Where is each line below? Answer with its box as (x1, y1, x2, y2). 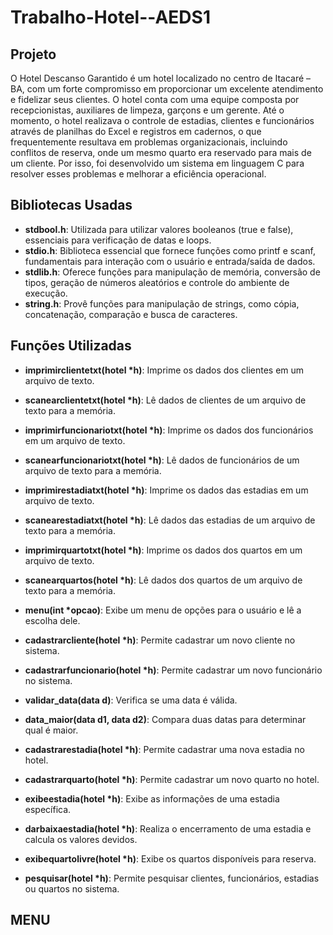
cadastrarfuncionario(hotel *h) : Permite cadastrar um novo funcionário (24, 664, 323, 676)
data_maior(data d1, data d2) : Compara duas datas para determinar (24, 713, 307, 725)
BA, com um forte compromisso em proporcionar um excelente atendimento (10, 83, 324, 95)
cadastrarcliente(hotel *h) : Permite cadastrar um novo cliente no (24, 634, 296, 646)
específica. (24, 803, 72, 815)
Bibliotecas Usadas (10, 197, 133, 214)
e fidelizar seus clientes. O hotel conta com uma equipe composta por (10, 94, 300, 105)
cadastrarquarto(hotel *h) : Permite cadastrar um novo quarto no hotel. (24, 773, 320, 785)
